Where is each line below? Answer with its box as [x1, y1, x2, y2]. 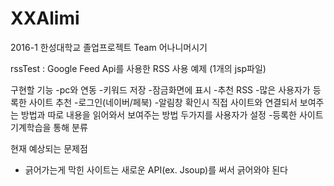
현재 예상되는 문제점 [10, 142, 88, 154]
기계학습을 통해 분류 [10, 121, 88, 133]
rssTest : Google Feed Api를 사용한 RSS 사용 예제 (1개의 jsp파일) [10, 62, 267, 74]
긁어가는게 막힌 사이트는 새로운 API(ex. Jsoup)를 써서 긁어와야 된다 [24, 163, 288, 176]
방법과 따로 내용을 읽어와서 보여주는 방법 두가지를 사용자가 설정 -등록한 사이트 [20, 108, 324, 121]
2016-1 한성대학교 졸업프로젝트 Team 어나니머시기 [10, 41, 208, 53]
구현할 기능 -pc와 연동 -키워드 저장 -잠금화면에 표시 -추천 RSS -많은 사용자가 [10, 83, 311, 96]
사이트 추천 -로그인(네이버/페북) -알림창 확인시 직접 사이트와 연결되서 [28, 96, 298, 108]
